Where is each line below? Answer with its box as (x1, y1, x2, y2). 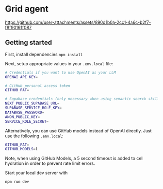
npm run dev (5, 179, 29, 184)
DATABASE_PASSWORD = (5, 110, 45, 115)
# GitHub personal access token (5, 83, 70, 88)
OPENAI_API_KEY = (5, 74, 38, 79)
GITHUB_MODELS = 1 (5, 146, 38, 152)
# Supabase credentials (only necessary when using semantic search (5, 97, 147, 102)
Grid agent (5, 3, 49, 15)
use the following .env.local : (5, 133, 64, 139)
